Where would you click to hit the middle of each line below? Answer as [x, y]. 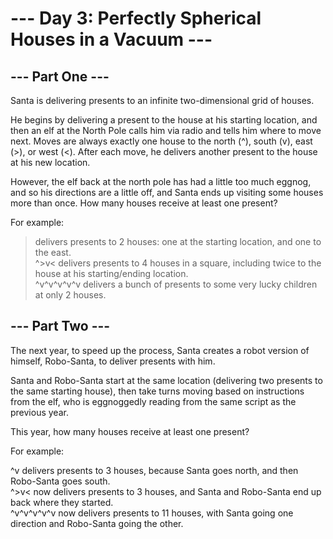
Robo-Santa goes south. [60, 481]
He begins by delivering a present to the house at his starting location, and [164, 120]
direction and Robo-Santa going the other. [97, 523]
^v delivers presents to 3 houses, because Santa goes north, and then [154, 470]
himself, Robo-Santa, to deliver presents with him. [113, 361]
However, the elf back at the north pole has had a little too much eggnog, [161, 181]
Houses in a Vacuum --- [111, 39]
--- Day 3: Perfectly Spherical [136, 18]
